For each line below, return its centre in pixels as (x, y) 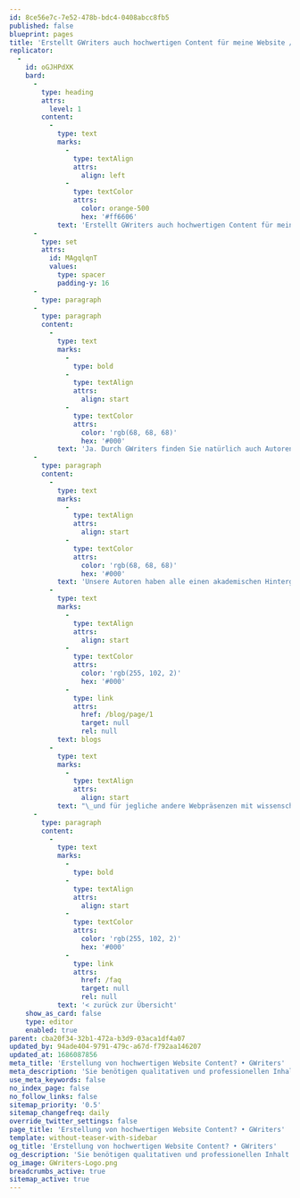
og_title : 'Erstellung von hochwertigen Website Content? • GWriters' (143, 1146)
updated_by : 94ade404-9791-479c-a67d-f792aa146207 (105, 1047)
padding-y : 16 (83, 283)
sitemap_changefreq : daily (59, 1113)
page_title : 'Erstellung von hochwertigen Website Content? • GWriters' (147, 1130)
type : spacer (81, 275)
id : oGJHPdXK (50, 68)
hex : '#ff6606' (109, 216)
